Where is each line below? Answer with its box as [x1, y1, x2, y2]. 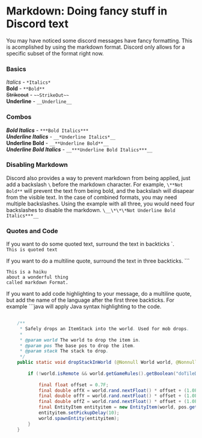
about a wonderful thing [6, 274, 69, 281]
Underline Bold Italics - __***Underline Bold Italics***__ [6, 146, 153, 153]
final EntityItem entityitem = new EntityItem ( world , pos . [38, 404, 189, 410]
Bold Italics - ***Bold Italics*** [6, 127, 89, 134]
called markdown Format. [6, 280, 69, 286]
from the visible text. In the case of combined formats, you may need [6, 193, 177, 201]
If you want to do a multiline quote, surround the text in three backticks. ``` [6, 257, 190, 264]
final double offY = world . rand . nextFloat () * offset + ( [38, 393, 187, 399]
